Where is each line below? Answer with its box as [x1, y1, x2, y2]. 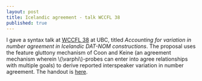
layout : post [6, 8, 39, 15]
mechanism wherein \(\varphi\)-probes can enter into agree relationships [6, 55, 188, 63]
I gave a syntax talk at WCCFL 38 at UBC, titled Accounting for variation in [6, 37, 192, 44]
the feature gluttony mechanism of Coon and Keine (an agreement [6, 49, 171, 56]
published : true [6, 20, 47, 26]
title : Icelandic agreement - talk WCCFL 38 [6, 14, 120, 20]
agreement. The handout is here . [6, 68, 88, 76]
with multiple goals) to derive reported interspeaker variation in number [6, 62, 184, 69]
